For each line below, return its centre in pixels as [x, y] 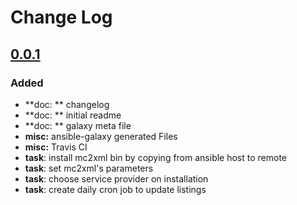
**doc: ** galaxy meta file [78, 125]
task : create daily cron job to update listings [115, 189]
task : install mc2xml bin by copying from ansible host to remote [156, 157]
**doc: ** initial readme [73, 115]
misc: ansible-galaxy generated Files [101, 136]
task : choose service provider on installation [116, 178]
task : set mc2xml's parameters [89, 168]
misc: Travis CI [56, 147]
